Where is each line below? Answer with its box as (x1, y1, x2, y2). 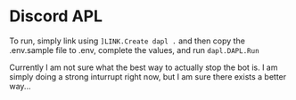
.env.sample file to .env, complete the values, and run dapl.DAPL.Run (9, 44, 260, 55)
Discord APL (9, 6, 103, 27)
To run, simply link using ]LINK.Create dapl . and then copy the (9, 35, 245, 46)
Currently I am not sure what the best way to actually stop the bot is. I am (9, 62, 278, 73)
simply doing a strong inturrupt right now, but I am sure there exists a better (9, 71, 287, 81)
